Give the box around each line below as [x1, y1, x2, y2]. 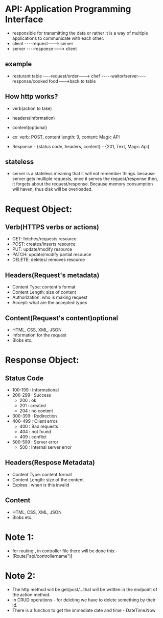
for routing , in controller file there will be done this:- [12, 548, 117, 554]
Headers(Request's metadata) [5, 271, 99, 279]
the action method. [12, 592, 50, 597]
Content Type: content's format [12, 284, 76, 290]
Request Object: [5, 204, 72, 214]
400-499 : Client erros [12, 418, 58, 424]
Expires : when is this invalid [12, 482, 70, 488]
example [5, 60, 32, 68]
